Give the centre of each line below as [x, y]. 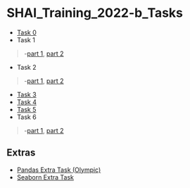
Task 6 [26, 117]
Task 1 [26, 39]
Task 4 [26, 102]
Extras [21, 153]
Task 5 [26, 109]
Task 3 [26, 94]
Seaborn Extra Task [45, 177]
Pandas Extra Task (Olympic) [59, 170]
